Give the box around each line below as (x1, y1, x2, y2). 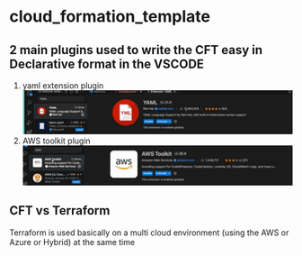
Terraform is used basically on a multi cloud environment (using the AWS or (9, 227, 289, 238)
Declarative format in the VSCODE (9, 56, 205, 71)
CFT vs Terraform (9, 203, 111, 218)
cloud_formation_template (9, 6, 211, 27)
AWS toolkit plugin (22, 135, 92, 146)
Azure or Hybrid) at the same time (9, 236, 136, 247)
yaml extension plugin (22, 80, 104, 91)
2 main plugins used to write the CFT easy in (9, 42, 263, 58)
